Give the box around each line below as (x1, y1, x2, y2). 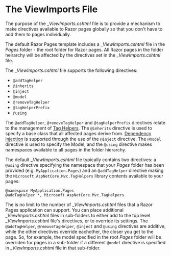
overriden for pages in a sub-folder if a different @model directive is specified (5, 239, 166, 245)
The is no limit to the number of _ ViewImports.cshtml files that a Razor (5, 201, 153, 208)
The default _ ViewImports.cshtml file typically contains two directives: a (5, 157, 157, 163)
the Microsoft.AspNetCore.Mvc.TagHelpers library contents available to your (5, 172, 163, 179)
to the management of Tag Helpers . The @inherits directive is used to (5, 125, 152, 131)
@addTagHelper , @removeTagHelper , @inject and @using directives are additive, (5, 223, 166, 229)
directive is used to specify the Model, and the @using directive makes (5, 141, 152, 147)
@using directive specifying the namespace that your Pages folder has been (5, 162, 164, 168)
